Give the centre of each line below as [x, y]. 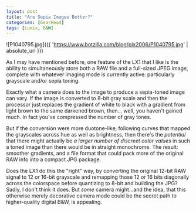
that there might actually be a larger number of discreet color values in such [98, 141]
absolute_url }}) [25, 51]
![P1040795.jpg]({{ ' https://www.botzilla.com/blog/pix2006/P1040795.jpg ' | [97, 45]
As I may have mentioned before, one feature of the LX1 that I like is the [92, 62]
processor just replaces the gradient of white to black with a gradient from [96, 105]
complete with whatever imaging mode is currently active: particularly [90, 74]
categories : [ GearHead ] [35, 22]
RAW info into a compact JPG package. [54, 159]
